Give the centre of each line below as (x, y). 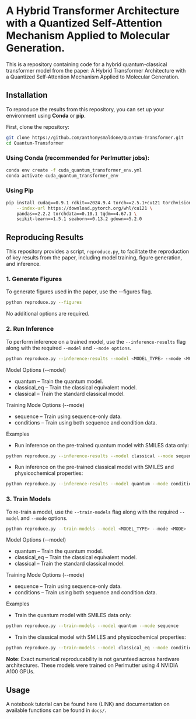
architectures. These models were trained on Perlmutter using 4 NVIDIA (92, 665)
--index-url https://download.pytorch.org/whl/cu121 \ (85, 208)
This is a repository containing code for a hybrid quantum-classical (87, 64)
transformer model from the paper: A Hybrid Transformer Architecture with (96, 70)
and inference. (23, 264)
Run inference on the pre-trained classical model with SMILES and (94, 467)
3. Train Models (29, 499)
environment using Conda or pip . (46, 115)
